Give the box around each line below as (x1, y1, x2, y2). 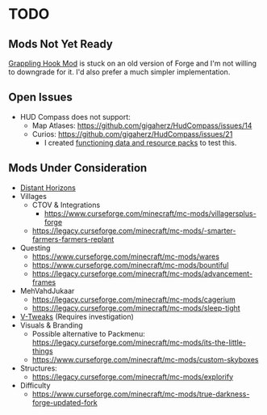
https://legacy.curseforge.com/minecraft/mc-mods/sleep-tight (31, 303, 240, 312)
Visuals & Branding (19, 320, 83, 330)
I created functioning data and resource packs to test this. (44, 138, 237, 147)
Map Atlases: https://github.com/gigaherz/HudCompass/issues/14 (31, 121, 252, 130)
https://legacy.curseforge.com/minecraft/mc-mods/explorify (31, 371, 234, 381)
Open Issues (8, 91, 73, 104)
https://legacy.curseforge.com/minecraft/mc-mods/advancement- (31, 269, 252, 278)
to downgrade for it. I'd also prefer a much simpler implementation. (8, 67, 231, 77)
